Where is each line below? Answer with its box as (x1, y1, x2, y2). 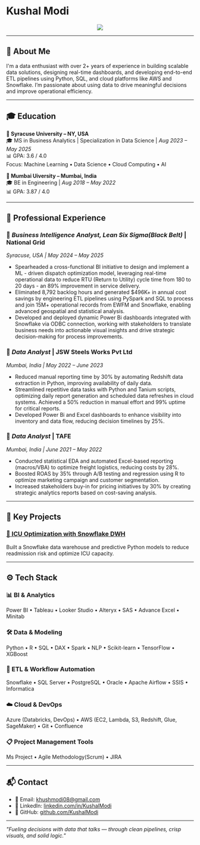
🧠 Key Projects (6, 512, 61, 522)
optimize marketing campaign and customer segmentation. (14, 476, 160, 484)
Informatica (6, 685, 35, 692)
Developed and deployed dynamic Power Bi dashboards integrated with (14, 314, 191, 321)
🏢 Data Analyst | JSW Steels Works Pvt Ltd (6, 348, 133, 356)
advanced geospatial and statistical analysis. (14, 308, 125, 315)
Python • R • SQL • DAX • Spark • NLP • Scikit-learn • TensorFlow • (6, 644, 175, 651)
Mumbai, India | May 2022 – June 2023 (6, 361, 104, 369)
